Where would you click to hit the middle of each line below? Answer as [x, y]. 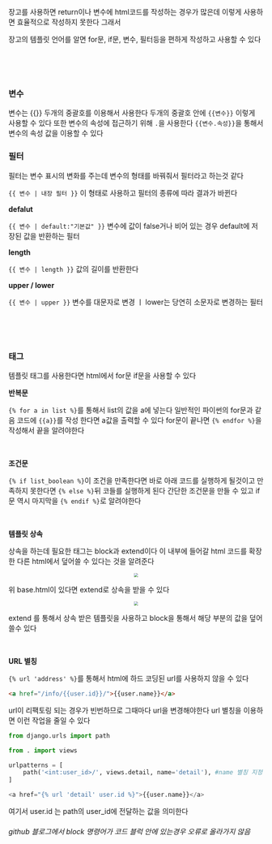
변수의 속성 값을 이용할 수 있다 [56, 133]
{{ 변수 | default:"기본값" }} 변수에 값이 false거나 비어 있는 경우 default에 [129, 226]
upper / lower [32, 285]
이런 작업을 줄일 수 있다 [53, 720]
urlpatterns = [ [36, 765]
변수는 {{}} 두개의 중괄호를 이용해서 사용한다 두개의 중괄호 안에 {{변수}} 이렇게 [132, 113]
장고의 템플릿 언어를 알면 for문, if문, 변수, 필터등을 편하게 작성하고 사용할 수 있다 [135, 39]
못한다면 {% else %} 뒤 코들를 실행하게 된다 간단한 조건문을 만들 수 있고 [142, 490]
